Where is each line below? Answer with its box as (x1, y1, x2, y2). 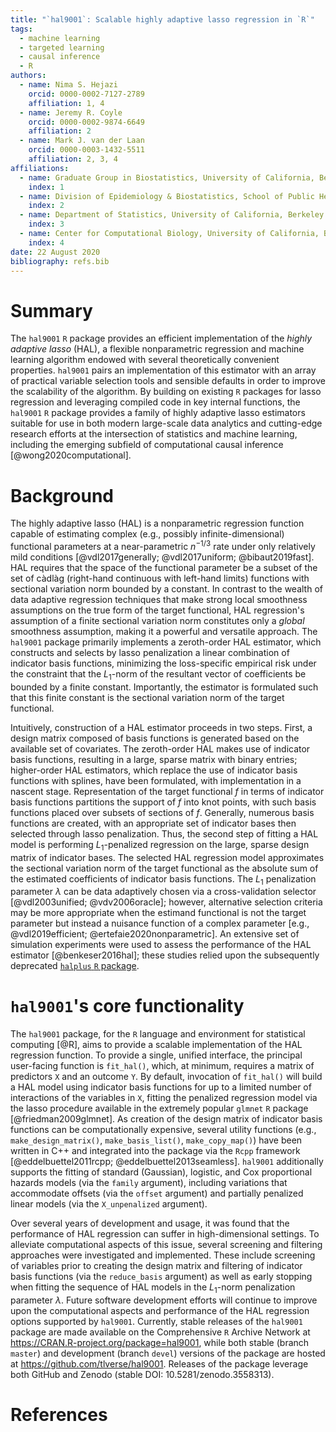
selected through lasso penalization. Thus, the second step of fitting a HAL (10, 827, 319, 840)
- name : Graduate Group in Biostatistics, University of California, (19, 172, 315, 183)
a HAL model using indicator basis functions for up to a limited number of (10, 1081, 312, 1093)
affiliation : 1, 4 (28, 98, 105, 108)
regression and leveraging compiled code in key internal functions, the (10, 396, 301, 408)
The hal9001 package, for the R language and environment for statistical (10, 1028, 306, 1040)
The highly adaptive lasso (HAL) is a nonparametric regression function (10, 517, 305, 530)
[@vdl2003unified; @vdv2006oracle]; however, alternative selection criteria (10, 896, 323, 908)
